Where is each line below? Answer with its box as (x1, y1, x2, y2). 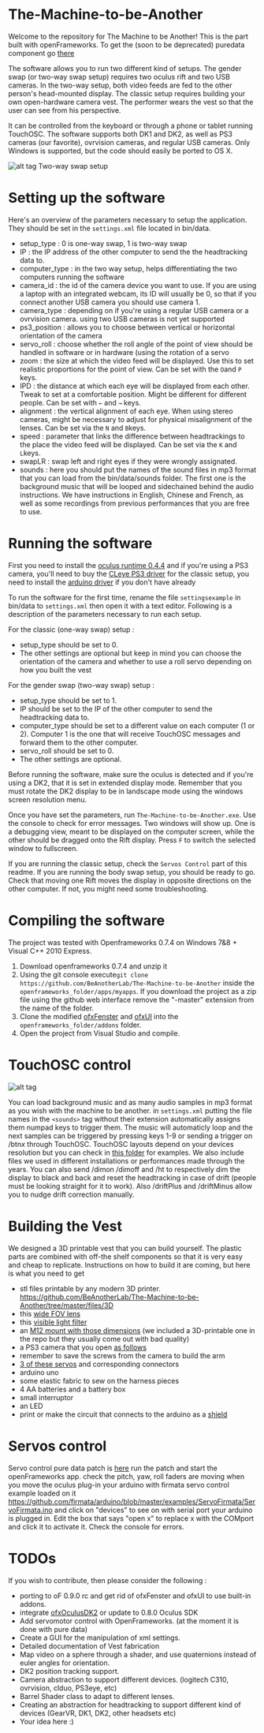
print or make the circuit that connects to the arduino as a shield (19, 1410, 228, 1419)
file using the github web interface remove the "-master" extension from (19, 995, 255, 1004)
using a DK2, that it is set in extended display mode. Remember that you (8, 778, 243, 787)
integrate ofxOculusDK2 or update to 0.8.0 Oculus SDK (19, 1608, 199, 1617)
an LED (19, 1401, 43, 1410)
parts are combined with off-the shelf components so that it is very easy (8, 1252, 243, 1261)
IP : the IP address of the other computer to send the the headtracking (19, 247, 248, 256)
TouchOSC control (8, 1055, 132, 1074)
